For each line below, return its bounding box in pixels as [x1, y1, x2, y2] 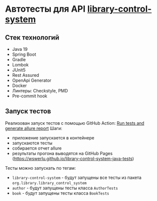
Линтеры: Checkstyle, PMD [12, 88, 68, 93]
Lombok [12, 62, 29, 67]
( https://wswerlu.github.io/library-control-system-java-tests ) [12, 156, 134, 161]
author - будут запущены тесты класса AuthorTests [12, 185, 118, 191]
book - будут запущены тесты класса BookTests [12, 190, 110, 196]
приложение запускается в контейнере [12, 134, 95, 140]
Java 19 [12, 46, 28, 52]
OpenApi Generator [12, 77, 52, 83]
